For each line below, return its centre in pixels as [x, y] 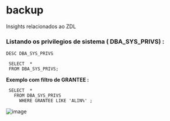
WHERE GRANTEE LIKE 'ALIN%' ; [56, 101]
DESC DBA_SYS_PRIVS [30, 54]
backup [25, 10]
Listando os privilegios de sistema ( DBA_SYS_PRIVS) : [85, 42]
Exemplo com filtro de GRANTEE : [48, 80]
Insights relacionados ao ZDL [41, 26]
